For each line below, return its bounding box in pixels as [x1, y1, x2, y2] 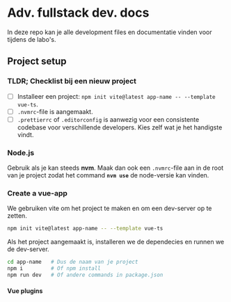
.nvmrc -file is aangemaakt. [17, 107, 93, 116]
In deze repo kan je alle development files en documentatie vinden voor [7, 28, 212, 36]
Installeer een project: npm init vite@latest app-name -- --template [17, 92, 216, 100]
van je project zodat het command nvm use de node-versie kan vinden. [7, 171, 209, 180]
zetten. [7, 212, 28, 220]
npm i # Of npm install [7, 265, 101, 272]
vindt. [17, 130, 34, 138]
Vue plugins [7, 287, 43, 295]
